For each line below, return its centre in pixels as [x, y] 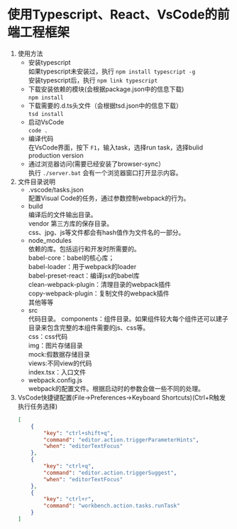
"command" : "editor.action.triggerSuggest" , [110, 473]
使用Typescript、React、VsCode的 [112, 15]
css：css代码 [48, 336]
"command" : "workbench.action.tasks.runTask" [112, 506]
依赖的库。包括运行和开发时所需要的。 [84, 248]
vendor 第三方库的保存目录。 [71, 223]
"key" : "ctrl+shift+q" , [78, 433]
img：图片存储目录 [55, 345]
